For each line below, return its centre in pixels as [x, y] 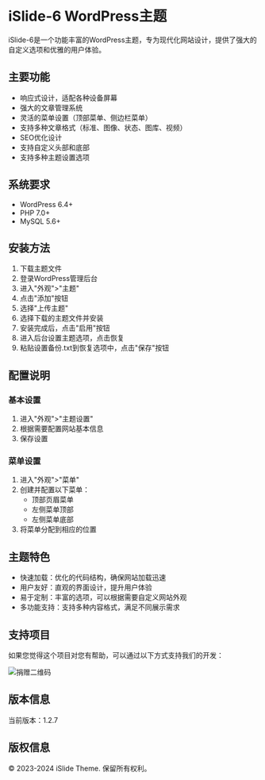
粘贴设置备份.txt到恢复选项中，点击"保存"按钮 [94, 348]
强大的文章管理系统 [51, 107]
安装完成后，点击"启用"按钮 [65, 328]
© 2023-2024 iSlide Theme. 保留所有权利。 [80, 768]
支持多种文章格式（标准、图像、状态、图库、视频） [103, 127]
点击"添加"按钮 [44, 298]
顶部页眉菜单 [52, 500]
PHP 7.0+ [35, 213]
